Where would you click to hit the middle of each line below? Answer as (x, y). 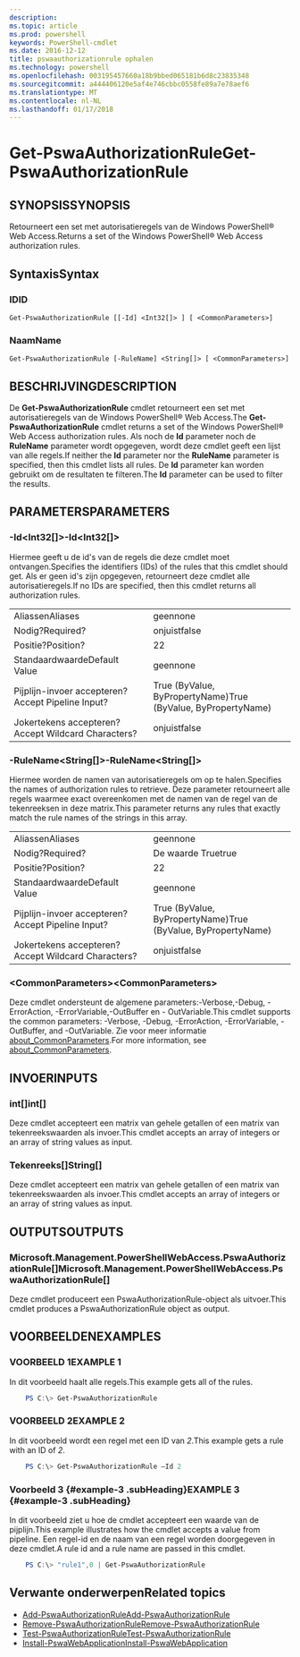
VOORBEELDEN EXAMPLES (85, 1337)
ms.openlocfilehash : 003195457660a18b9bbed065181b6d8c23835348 (129, 76)
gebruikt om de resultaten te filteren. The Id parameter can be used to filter (146, 474)
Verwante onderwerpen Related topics (117, 1593)
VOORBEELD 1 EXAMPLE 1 (66, 1363)
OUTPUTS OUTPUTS (67, 1232)
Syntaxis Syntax (54, 274)
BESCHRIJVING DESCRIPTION (93, 386)
